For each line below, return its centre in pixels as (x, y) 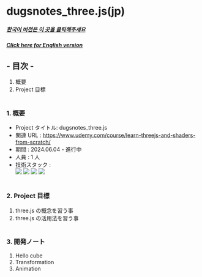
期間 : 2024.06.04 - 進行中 (48, 150)
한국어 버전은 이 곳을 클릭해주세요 (46, 29)
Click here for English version (45, 45)
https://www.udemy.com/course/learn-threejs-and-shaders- (119, 135)
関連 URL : (28, 135)
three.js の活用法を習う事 (47, 218)
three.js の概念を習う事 (44, 210)
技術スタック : (33, 165)
